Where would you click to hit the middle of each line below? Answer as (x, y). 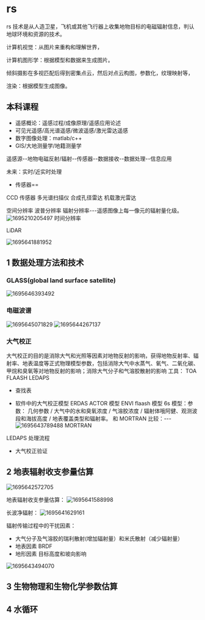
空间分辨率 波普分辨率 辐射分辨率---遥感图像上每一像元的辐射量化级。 (95, 210)
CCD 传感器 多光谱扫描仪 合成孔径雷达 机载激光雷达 (71, 198)
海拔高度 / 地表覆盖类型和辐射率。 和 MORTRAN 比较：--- (99, 419)
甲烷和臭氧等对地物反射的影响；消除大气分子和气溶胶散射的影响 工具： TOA (102, 371)
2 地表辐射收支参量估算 (50, 472)
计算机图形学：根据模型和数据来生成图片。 (60, 60)
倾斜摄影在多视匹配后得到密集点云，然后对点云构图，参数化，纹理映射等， (100, 73)
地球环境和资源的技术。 (36, 34)
